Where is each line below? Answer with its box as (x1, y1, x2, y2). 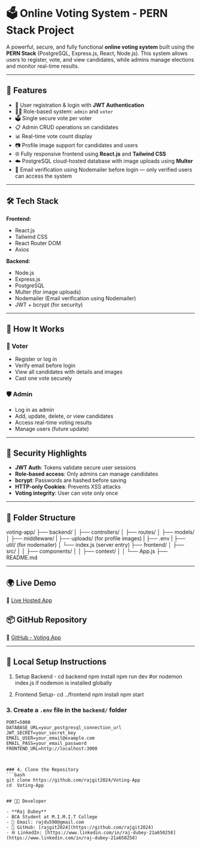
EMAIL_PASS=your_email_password (6, 740, 87, 746)
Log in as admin (14, 406, 54, 413)
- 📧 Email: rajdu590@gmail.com (6, 819, 84, 825)
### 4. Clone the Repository (6, 767, 79, 773)
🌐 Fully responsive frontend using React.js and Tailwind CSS (14, 150, 166, 157)
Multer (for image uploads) (14, 288, 81, 295)
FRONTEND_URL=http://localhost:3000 (6, 746, 98, 752)
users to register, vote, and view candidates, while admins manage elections (6, 56, 194, 63)
